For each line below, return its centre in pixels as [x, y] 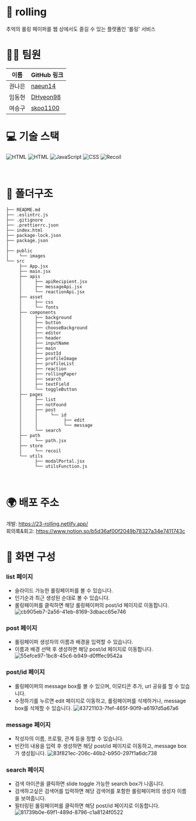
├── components [38, 312]
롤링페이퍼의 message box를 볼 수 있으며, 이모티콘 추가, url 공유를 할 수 [97, 686]
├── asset [31, 297]
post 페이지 [22, 628]
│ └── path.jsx [43, 440]
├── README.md [23, 210]
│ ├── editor [40, 333]
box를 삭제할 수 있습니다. [43, 708]
